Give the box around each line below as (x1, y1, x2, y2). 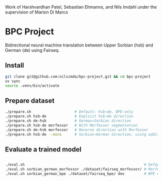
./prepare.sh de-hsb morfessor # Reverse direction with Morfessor (5, 127, 149, 132)
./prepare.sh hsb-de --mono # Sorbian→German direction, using (5, 132, 147, 137)
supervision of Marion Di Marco (5, 9, 68, 15)
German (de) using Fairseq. (5, 47, 60, 53)
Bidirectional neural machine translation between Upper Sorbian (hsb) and (5, 42, 154, 48)
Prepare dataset (5, 96, 55, 105)
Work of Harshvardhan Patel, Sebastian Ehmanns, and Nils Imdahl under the (5, 4, 157, 10)
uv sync (5, 78, 21, 84)
